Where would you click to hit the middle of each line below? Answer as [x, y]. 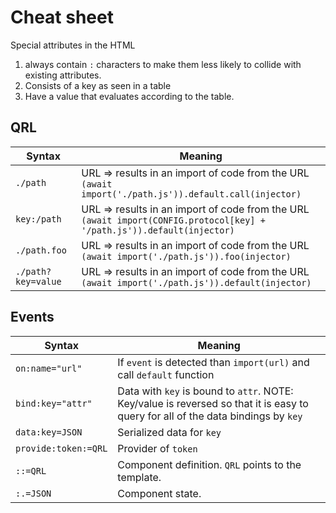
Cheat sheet [62, 17]
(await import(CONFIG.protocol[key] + [173, 220]
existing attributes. [63, 75]
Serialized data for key [169, 432]
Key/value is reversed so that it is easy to [213, 403]
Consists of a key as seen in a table [98, 85]
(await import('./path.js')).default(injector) [196, 282]
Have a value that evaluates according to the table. [129, 96]
